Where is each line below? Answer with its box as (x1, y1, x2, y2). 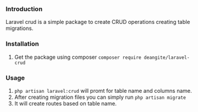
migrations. (5, 25, 34, 32)
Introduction (5, 5, 43, 13)
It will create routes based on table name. (14, 99, 117, 107)
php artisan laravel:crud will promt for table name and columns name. (14, 87, 193, 94)
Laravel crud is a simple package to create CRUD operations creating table (5, 19, 190, 26)
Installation (5, 40, 40, 48)
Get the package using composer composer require (14, 53, 142, 60)
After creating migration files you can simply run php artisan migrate (14, 93, 187, 101)
